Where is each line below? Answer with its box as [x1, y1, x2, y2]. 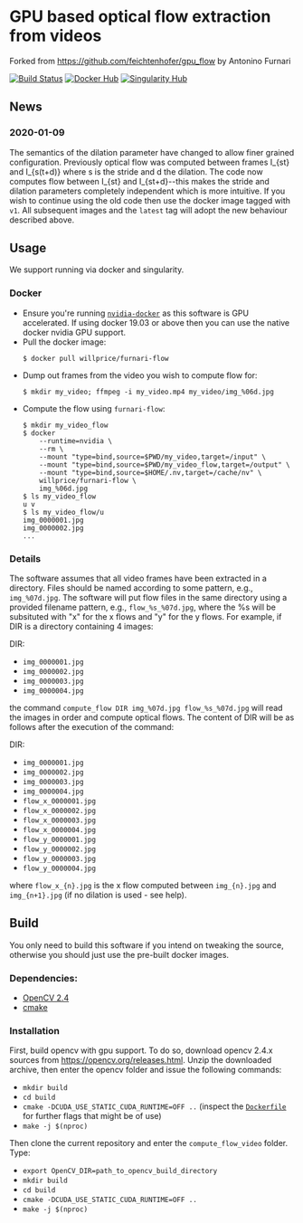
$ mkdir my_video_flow [22, 421, 109, 430]
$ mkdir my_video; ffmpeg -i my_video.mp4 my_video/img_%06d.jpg [22, 387, 274, 396]
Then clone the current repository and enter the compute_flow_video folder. [9, 1138, 289, 1149]
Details [9, 552, 42, 564]
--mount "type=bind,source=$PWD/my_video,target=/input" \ [39, 452, 267, 461]
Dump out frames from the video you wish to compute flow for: [22, 369, 258, 381]
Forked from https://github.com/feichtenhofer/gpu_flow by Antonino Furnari [9, 55, 291, 66]
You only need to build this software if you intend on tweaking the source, [9, 939, 284, 951]
